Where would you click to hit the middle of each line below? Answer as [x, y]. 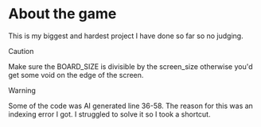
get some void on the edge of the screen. [76, 75]
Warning [22, 90]
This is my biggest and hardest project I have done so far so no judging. [126, 36]
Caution [21, 51]
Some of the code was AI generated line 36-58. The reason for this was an [130, 106]
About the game [62, 14]
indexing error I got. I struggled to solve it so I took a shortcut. [109, 114]
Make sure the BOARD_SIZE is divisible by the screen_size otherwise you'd [130, 66]
